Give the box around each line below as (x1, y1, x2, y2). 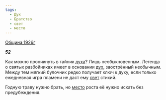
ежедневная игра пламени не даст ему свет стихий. (5, 75, 117, 81)
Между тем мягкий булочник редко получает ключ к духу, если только (5, 69, 157, 75)
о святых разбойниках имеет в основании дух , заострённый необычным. (5, 64, 162, 70)
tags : (5, 7, 16, 12)
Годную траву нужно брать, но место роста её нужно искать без (5, 84, 144, 90)
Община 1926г (5, 39, 36, 45)
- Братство (9, 16, 32, 21)
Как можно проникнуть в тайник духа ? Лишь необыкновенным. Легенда (5, 59, 160, 65)
